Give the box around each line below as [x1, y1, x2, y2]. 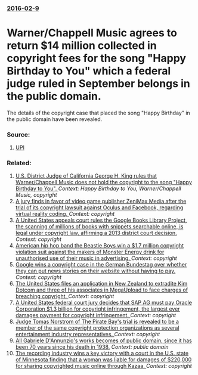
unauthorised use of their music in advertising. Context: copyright [15, 255, 178, 262]
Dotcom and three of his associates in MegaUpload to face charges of [15, 286, 188, 293]
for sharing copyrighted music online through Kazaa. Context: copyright [15, 362, 193, 370]
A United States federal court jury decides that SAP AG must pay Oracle [15, 299, 193, 306]
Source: [7, 130, 30, 138]
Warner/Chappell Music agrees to [7, 26, 178, 40]
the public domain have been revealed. [7, 115, 103, 123]
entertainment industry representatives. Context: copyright [15, 331, 160, 338]
